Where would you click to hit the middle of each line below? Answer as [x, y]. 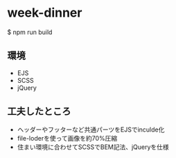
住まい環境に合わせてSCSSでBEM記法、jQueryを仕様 [93, 147]
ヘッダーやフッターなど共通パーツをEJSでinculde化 [91, 129]
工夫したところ [39, 112]
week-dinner [45, 13]
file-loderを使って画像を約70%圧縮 [67, 138]
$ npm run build [30, 32]
